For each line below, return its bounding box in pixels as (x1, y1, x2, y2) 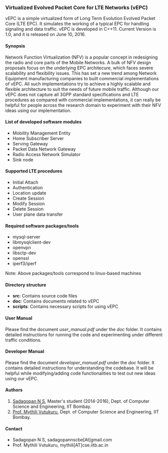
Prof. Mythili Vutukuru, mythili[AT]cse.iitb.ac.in (12, 442, 109, 448)
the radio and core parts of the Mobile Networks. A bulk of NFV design (5, 59, 151, 65)
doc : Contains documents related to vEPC (12, 298, 99, 305)
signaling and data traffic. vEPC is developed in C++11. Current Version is (5, 26, 156, 32)
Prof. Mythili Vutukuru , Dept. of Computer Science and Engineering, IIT (12, 408, 159, 415)
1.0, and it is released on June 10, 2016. (5, 32, 86, 38)
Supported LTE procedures (5, 168, 63, 174)
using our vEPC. (5, 375, 39, 381)
